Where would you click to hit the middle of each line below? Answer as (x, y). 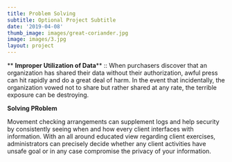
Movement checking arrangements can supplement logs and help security (113, 121)
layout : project (30, 46)
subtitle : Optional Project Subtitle (62, 20)
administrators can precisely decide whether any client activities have (107, 144)
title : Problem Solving (42, 13)
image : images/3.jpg (37, 39)
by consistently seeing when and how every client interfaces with (100, 129)
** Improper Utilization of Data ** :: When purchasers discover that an (107, 65)
